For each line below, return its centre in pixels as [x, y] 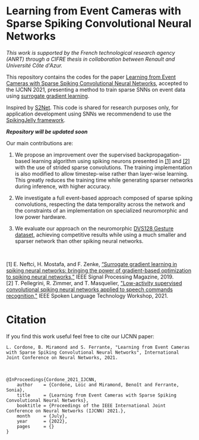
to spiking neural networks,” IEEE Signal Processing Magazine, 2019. [90, 277]
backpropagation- [159, 155]
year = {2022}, [42, 421]
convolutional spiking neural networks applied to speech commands [90, 289]
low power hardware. [41, 217]
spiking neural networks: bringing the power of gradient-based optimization [99, 270]
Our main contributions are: [40, 143]
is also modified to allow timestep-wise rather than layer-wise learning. [102, 173]
